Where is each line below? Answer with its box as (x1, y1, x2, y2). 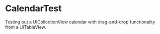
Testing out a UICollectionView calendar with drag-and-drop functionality (5, 19, 156, 25)
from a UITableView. (5, 24, 46, 30)
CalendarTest (5, 3, 62, 14)
